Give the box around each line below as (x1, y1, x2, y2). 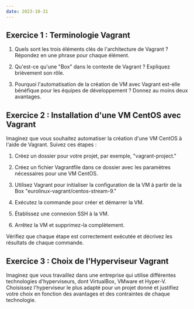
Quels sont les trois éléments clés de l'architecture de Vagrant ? (14, 46, 168, 53)
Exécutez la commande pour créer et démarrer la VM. (14, 199, 144, 206)
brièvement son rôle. (14, 70, 65, 77)
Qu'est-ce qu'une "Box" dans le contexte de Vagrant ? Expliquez (14, 63, 171, 70)
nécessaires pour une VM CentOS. (14, 170, 98, 177)
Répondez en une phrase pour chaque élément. (14, 52, 130, 59)
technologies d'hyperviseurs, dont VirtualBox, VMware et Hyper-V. (6, 278, 167, 285)
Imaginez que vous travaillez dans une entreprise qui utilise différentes (6, 272, 176, 279)
